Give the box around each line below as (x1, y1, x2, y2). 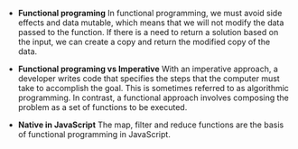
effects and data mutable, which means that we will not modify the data (17, 17, 284, 28)
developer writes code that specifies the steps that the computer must (17, 73, 280, 84)
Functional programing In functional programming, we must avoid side (17, 8, 283, 18)
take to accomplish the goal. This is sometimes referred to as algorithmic (17, 83, 289, 93)
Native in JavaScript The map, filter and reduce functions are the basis (17, 119, 284, 130)
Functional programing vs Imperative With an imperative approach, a (17, 63, 278, 74)
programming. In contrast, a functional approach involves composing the (17, 92, 289, 103)
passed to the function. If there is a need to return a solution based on (17, 27, 279, 37)
